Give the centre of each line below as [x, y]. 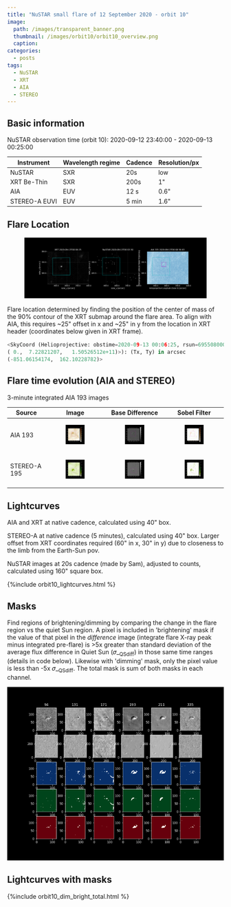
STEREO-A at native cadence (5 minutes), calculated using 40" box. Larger [113, 536]
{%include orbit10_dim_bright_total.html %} [68, 896]
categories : [24, 51]
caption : [26, 44]
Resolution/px [178, 163]
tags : [15, 65]
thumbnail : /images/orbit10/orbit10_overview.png [86, 37]
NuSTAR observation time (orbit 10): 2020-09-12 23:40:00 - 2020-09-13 [110, 140]
